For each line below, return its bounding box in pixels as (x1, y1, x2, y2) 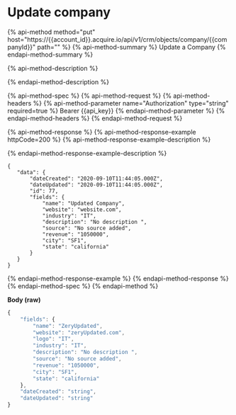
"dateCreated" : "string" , (20, 388, 97, 395)
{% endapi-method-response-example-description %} (7, 149, 167, 157)
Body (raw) (7, 295, 41, 304)
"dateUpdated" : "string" (20, 394, 94, 402)
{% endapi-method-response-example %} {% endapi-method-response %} (7, 274, 229, 283)
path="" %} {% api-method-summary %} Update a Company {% (37, 42, 227, 51)
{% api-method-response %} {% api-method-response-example (7, 127, 196, 136)
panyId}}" (7, 42, 36, 51)
